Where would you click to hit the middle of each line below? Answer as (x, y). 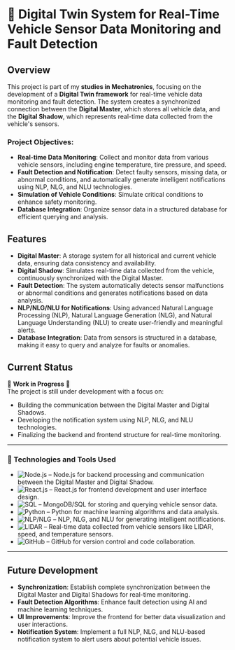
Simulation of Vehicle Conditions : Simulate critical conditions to (110, 195)
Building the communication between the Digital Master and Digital (113, 405)
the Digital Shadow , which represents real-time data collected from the (110, 116)
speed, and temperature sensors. (65, 534)
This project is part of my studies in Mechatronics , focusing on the (104, 87)
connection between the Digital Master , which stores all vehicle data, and (114, 109)
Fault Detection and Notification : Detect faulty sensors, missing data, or (122, 172)
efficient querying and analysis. (63, 217)
